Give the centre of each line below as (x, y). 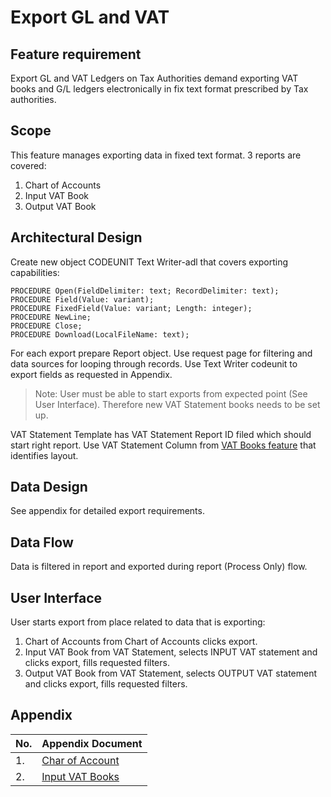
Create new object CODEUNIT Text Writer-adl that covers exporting (149, 262)
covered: (28, 165)
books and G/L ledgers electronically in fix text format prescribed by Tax (159, 89)
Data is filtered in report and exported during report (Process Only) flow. (159, 567)
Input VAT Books (80, 776)
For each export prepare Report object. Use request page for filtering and (161, 353)
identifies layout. (44, 455)
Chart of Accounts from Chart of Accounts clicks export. (141, 642)
